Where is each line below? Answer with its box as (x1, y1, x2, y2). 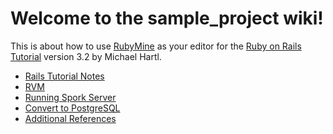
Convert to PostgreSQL (24, 102, 121, 114)
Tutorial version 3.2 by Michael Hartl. (10, 50, 162, 62)
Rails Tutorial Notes (24, 70, 105, 82)
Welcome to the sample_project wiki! (10, 7, 324, 30)
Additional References (24, 112, 117, 124)
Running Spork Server (24, 91, 117, 103)
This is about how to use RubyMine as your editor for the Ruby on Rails (10, 40, 302, 52)
